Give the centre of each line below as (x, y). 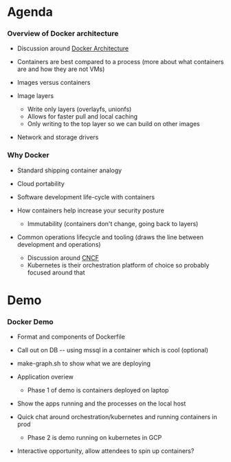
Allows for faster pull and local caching (82, 117)
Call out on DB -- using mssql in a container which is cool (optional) (112, 350)
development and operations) (59, 244)
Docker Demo (30, 321)
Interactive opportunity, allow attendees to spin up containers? (106, 451)
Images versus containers (54, 83)
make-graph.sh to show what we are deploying (84, 363)
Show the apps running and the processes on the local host (101, 403)
